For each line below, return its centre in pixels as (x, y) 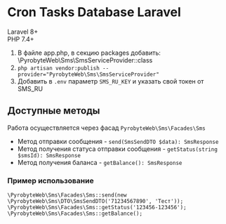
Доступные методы (54, 111)
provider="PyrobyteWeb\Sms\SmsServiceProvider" (88, 74)
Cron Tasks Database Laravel (94, 12)
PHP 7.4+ (21, 39)
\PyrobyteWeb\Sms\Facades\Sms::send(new (67, 195)
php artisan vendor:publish (58, 68)
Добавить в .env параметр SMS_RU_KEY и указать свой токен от (111, 81)
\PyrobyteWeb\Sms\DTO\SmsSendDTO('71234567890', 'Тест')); (95, 202)
